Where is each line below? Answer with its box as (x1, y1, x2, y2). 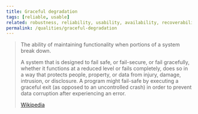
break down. (20, 48, 51, 55)
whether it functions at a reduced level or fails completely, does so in (20, 65, 189, 72)
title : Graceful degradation (6, 8, 78, 15)
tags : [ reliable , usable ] (6, 14, 70, 20)
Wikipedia (20, 101, 45, 109)
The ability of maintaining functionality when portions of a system (20, 41, 180, 48)
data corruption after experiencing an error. (20, 90, 126, 97)
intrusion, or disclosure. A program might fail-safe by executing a (20, 78, 179, 85)
